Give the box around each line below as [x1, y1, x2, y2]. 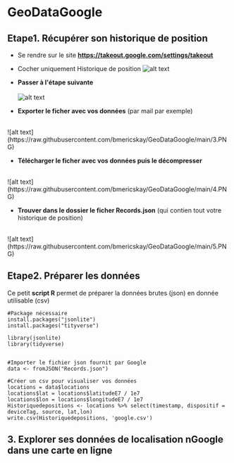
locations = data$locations [7, 383, 90, 391]
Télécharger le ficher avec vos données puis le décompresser [17, 156, 202, 165]
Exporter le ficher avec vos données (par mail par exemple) [17, 107, 193, 115]
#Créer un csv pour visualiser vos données [7, 377, 137, 384]
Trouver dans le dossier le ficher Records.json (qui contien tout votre [17, 206, 222, 215]
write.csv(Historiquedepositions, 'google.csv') [7, 414, 153, 421]
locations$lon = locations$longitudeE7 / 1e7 [7, 395, 143, 403]
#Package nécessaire [7, 310, 68, 317]
